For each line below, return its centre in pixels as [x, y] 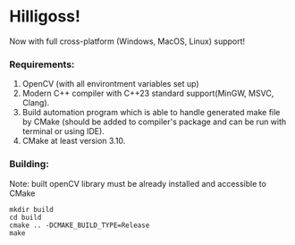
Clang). [36, 103]
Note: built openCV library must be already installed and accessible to [138, 183]
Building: [29, 165]
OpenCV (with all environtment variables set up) [110, 84]
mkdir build [31, 209]
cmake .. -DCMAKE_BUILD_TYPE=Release [80, 225]
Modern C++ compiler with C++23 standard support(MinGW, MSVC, [148, 93]
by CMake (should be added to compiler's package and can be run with [154, 122]
